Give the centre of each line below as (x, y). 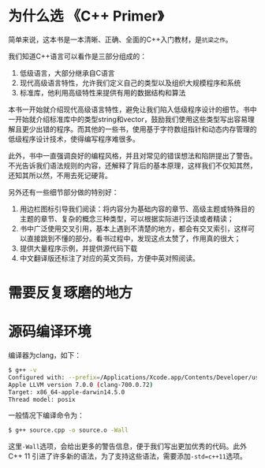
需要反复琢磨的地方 (71, 293)
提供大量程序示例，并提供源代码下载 (78, 248)
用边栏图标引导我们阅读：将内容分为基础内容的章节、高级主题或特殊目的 (137, 209)
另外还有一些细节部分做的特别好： (63, 192)
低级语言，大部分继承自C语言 (67, 72)
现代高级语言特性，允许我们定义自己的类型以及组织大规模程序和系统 (130, 83)
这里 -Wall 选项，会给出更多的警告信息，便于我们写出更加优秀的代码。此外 (127, 447)
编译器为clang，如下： (45, 355)
